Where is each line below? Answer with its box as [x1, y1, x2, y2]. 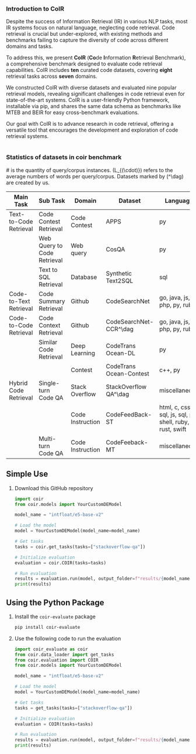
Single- [38, 379, 60, 387]
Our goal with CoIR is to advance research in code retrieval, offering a [6, 120, 174, 128]
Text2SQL [106, 277, 133, 285]
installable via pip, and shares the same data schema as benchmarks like [6, 103, 181, 110]
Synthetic [106, 269, 132, 277]
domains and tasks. [6, 43, 53, 50]
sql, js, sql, [159, 410, 188, 418]
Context [38, 321, 61, 329]
